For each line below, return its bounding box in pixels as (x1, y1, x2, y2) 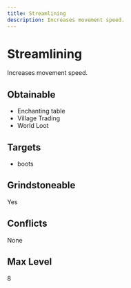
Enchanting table (17, 107, 65, 115)
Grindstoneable (7, 179, 76, 191)
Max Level (7, 256, 52, 268)
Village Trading (17, 114, 61, 122)
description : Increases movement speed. (7, 16, 125, 23)
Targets (7, 142, 41, 153)
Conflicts (7, 218, 48, 230)
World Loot (17, 122, 49, 130)
